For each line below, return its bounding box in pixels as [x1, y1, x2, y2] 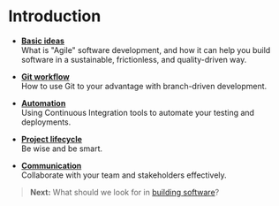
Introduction [8, 6, 102, 27]
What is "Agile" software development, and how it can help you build [20, 44, 271, 55]
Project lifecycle [20, 134, 83, 144]
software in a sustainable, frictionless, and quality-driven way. [20, 54, 247, 65]
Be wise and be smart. [20, 143, 103, 154]
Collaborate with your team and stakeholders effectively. [20, 170, 227, 180]
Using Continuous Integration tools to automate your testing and [20, 107, 255, 118]
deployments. [20, 117, 72, 127]
